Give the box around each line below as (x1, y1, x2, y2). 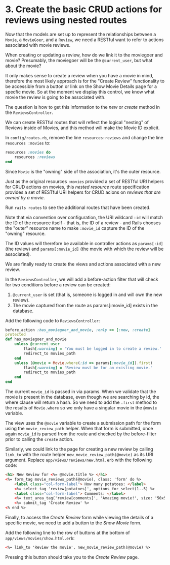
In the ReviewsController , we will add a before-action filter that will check (5, 276, 158, 282)
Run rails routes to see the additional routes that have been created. (5, 204, 151, 211)
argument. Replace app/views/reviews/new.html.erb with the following (5, 457, 152, 463)
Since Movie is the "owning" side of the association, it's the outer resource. (5, 168, 161, 174)
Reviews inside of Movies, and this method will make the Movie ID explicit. (5, 125, 160, 131)
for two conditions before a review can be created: (5, 281, 111, 288)
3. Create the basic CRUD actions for (5, 4, 162, 15)
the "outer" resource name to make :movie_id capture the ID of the (5, 225, 145, 231)
